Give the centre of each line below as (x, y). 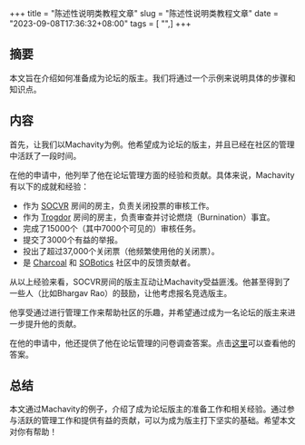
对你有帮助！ (33, 432)
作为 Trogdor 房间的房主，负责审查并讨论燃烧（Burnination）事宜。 (148, 217)
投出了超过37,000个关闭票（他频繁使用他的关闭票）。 (121, 251)
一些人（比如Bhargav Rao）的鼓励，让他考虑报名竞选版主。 (121, 292)
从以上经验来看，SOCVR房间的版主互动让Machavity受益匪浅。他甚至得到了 (150, 282)
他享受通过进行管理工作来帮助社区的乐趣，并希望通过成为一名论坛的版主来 (148, 312)
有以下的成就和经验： (49, 186)
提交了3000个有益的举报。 (72, 240)
